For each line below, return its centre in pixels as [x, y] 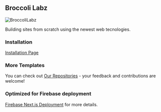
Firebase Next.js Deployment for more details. [52, 104]
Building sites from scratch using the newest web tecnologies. [68, 29]
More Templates [25, 66]
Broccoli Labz [26, 8]
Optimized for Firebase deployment [48, 94]
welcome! [15, 81]
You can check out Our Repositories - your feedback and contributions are [80, 76]
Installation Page [22, 53]
